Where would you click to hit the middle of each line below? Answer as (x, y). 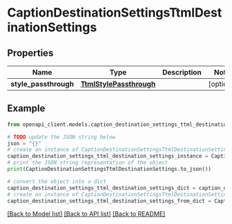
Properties (30, 53)
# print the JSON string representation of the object (88, 163)
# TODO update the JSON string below (61, 137)
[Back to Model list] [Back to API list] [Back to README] (86, 214)
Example (26, 109)
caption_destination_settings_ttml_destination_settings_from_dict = (109, 201)
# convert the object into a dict (57, 181)
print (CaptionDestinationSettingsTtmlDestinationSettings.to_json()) (109, 169)
